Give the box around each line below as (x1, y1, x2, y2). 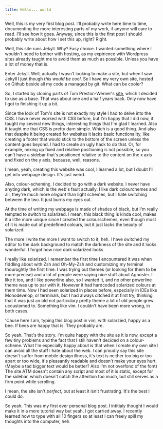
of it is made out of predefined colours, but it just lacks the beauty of (5, 222, 143, 227)
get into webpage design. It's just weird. (5, 171, 86, 177)
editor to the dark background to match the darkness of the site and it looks (5, 241, 157, 247)
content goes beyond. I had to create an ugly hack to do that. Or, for (5, 141, 142, 147)
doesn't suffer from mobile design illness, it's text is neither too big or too (5, 352, 152, 359)
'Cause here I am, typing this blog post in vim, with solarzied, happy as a (5, 317, 150, 323)
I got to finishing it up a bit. (5, 101, 59, 106)
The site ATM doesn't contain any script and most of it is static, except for (5, 368, 153, 374)
